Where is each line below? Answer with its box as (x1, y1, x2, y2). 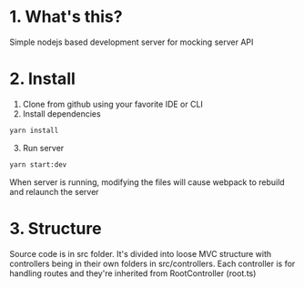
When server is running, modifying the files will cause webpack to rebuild (9, 176, 285, 188)
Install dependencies (22, 108, 102, 119)
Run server (22, 142, 65, 153)
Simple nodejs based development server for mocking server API (9, 36, 254, 47)
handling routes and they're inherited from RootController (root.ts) (9, 267, 257, 279)
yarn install (9, 126, 59, 135)
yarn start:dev (9, 159, 67, 170)
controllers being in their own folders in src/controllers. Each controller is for (9, 258, 296, 269)
